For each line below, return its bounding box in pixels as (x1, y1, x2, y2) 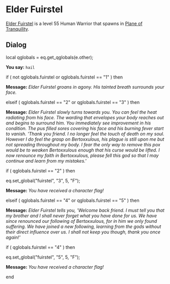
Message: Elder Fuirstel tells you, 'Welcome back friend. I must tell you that (6, 207, 165, 213)
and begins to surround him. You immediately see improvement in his (6, 120, 151, 126)
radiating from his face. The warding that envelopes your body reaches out (6, 114, 164, 120)
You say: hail (6, 64, 35, 70)
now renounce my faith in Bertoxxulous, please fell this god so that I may (6, 152, 159, 159)
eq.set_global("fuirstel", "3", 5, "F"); (6, 177, 80, 184)
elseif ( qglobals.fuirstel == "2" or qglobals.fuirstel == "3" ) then (6, 99, 140, 105)
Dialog (6, 41, 27, 49)
